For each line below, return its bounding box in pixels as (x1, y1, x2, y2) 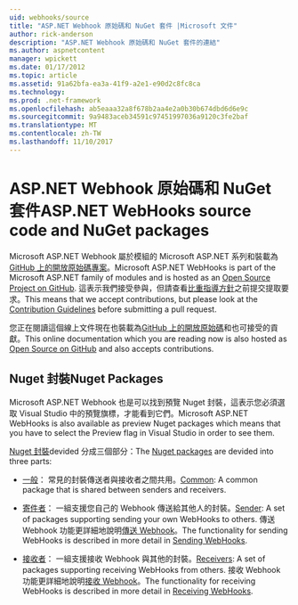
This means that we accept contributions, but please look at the (25, 293, 258, 304)
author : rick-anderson (9, 29, 93, 38)
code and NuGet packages (9, 220, 210, 241)
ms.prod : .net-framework (9, 95, 101, 105)
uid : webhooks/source (9, 12, 90, 22)
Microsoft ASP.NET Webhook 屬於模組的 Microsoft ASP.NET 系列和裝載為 (9, 250, 278, 261)
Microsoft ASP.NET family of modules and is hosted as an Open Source (9, 272, 271, 282)
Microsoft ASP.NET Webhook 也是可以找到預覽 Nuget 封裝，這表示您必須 (9, 397, 278, 407)
